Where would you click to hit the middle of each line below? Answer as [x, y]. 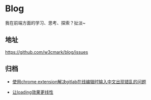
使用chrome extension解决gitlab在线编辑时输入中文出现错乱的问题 [79, 81]
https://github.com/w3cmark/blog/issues [47, 52]
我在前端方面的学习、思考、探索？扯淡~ [45, 23]
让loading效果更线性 [33, 92]
